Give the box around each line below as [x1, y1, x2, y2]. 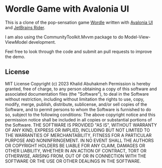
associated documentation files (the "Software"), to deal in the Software [5, 91, 149, 97]
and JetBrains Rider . [5, 24, 46, 30]
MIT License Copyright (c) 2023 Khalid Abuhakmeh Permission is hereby [5, 81, 151, 86]
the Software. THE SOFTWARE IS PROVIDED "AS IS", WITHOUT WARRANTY [5, 122, 157, 128]
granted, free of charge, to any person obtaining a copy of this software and [5, 86, 157, 92]
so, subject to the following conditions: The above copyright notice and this [5, 112, 156, 118]
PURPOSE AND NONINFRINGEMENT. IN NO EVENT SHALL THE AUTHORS [5, 137, 154, 143]
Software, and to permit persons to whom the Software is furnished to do [5, 106, 151, 112]
